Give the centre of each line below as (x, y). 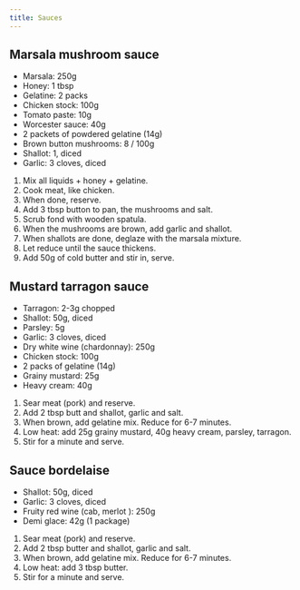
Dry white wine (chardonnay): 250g (89, 347)
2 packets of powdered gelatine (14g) (92, 134)
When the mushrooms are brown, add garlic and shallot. (127, 229)
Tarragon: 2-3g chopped (69, 309)
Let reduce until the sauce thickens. (89, 248)
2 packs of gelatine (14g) (69, 366)
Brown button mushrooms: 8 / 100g (88, 144)
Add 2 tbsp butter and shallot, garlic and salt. (106, 548)
